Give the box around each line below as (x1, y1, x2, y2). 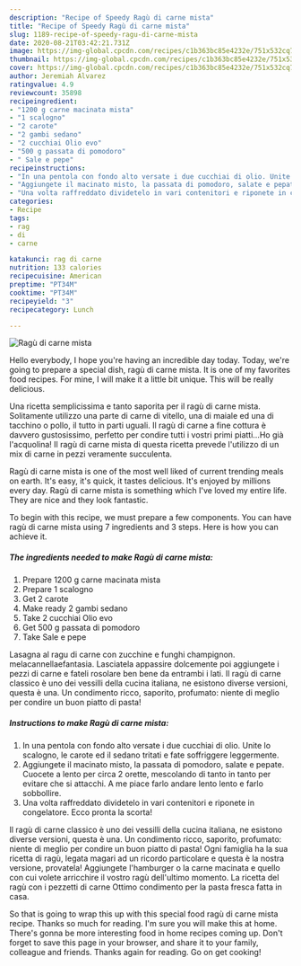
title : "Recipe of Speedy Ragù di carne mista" (9, 22, 191, 31)
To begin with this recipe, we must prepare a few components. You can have (9, 512, 292, 523)
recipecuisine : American (9, 271, 102, 281)
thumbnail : (9, 55, 50, 64)
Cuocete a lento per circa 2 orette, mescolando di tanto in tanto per (21, 769, 271, 780)
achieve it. (9, 531, 47, 542)
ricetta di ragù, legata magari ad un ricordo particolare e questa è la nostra (9, 853, 285, 864)
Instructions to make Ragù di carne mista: (9, 717, 169, 728)
